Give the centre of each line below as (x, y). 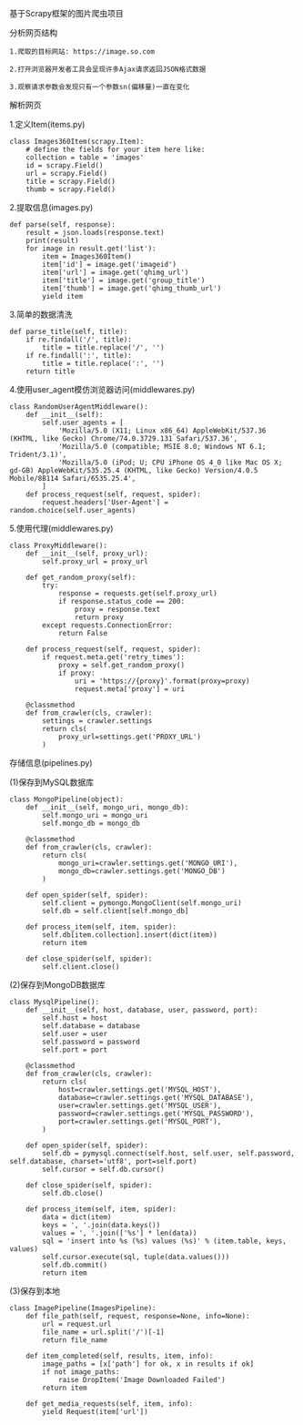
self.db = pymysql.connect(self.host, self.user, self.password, (169, 1154)
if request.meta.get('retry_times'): (113, 657)
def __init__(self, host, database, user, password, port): (142, 1010)
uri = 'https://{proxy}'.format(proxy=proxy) (162, 681)
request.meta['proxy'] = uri (129, 689)
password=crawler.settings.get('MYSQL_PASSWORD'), (156, 1114)
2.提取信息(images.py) (51, 207)
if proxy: (76, 673)
